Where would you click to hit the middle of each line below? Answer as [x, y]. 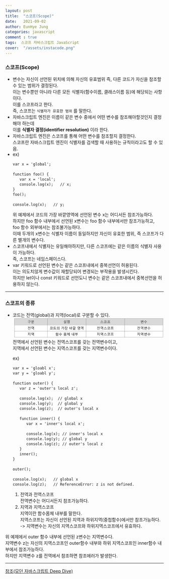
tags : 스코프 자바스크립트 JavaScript [42, 43]
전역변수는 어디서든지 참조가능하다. [54, 501]
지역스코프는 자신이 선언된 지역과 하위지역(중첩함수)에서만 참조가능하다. [90, 519]
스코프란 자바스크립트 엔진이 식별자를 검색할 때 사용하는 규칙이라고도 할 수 [85, 142]
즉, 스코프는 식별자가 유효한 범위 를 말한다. [52, 111]
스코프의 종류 [20, 303]
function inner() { [40, 419]
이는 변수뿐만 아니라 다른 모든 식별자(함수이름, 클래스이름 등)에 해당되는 [82, 92]
